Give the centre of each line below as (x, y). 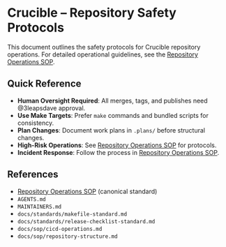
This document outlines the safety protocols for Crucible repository (104, 47)
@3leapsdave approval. (51, 108)
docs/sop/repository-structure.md (67, 236)
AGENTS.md (32, 199)
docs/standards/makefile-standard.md (72, 214)
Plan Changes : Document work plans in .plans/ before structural (111, 130)
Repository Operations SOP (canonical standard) (87, 191)
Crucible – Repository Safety (92, 13)
